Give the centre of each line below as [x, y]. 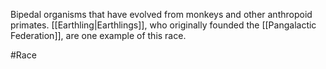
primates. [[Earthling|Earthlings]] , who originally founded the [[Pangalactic [163, 25]
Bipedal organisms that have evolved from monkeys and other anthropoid [161, 14]
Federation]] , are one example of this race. [98, 35]
